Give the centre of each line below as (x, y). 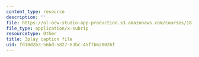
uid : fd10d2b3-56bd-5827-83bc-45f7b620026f (61, 45)
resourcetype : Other (32, 34)
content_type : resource (36, 12)
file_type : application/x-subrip (47, 28)
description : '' (26, 17)
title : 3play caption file (39, 39)
